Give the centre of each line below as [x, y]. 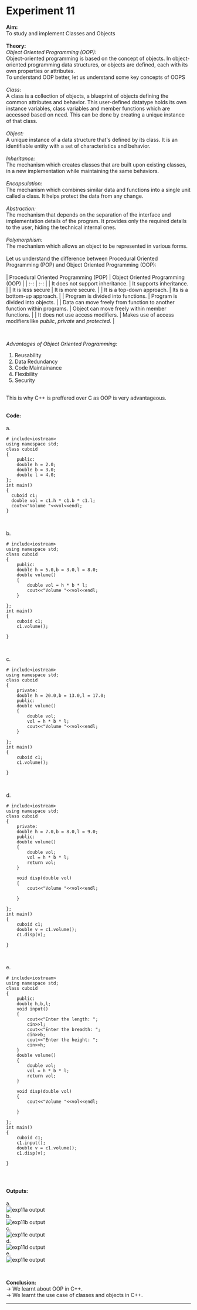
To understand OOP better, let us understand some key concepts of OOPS [96, 77]
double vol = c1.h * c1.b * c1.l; [53, 501]
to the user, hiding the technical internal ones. [61, 227]
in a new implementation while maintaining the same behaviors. [83, 171]
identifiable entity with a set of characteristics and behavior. [78, 146]
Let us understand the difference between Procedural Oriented [82, 258]
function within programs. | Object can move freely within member [86, 308]
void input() [33, 1009]
